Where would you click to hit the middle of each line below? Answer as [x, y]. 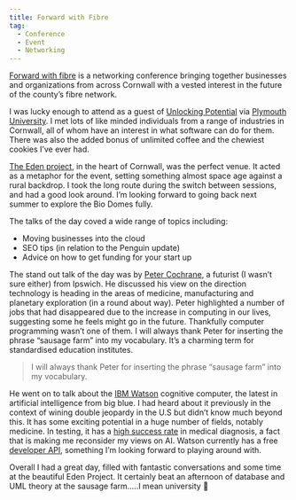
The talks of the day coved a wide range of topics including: [119, 222]
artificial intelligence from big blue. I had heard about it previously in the [140, 403]
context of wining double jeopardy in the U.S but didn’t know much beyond [146, 412]
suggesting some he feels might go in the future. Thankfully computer [137, 322]
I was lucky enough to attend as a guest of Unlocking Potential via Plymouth [148, 112]
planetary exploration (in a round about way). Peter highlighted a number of [147, 303]
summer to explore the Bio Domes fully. [81, 204]
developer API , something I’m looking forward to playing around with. [135, 450]
